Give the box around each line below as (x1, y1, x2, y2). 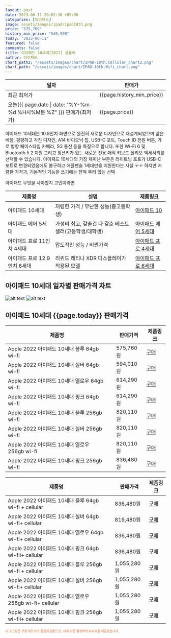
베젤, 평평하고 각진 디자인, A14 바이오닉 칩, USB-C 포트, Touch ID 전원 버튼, (5, 137, 157, 143)
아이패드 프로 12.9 (8, 255, 50, 262)
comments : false (5, 45, 40, 51)
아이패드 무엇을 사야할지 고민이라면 (5, 180, 75, 186)
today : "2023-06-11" (5, 36, 49, 41)
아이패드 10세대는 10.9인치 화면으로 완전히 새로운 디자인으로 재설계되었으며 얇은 (5, 131, 164, 137)
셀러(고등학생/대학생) (55, 228, 103, 235)
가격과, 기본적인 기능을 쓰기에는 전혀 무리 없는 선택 (14, 169, 116, 175)
